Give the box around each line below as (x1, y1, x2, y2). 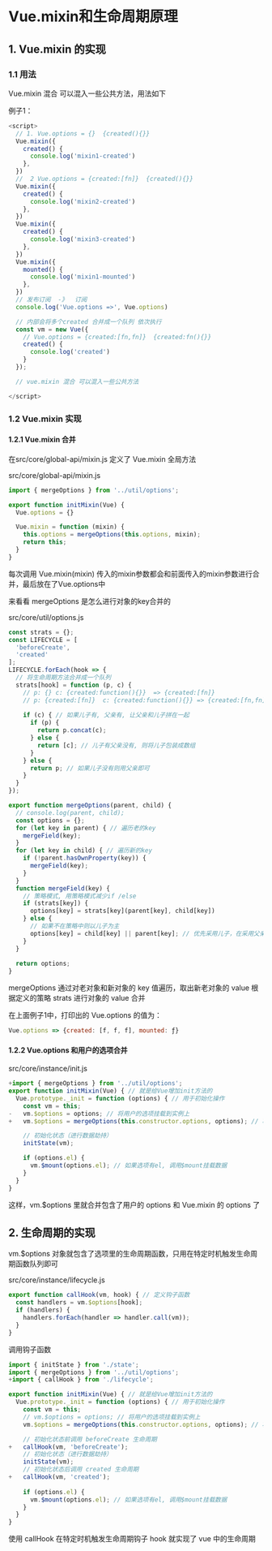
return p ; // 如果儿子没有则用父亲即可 (29, 764, 150, 772)
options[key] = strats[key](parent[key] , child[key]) (29, 907, 216, 916)
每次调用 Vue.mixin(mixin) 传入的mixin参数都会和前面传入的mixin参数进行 (8, 569, 253, 579)
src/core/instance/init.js (8, 1064, 87, 1074)
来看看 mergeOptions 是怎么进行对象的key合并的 (8, 596, 172, 605)
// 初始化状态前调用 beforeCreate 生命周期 (23, 1435, 158, 1443)
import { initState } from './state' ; (8, 1360, 139, 1368)
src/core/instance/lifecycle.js (8, 1275, 105, 1285)
